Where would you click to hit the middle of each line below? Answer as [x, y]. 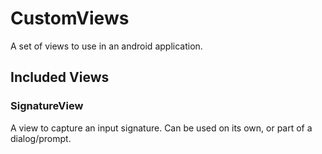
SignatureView [47, 106]
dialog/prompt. [41, 138]
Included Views [60, 77]
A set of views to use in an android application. [106, 46]
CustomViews [70, 18]
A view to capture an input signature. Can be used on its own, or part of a [161, 128]
